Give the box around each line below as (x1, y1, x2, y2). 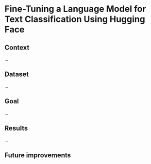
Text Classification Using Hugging (4, 14, 145, 25)
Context (4, 43, 30, 51)
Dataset (4, 70, 29, 79)
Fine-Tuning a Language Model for (4, 3, 146, 15)
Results (4, 124, 28, 132)
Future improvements (4, 151, 71, 159)
